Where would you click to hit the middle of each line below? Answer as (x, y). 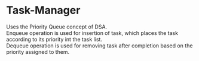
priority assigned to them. (38, 52)
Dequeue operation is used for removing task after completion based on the (99, 46)
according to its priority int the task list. (54, 39)
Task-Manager (43, 10)
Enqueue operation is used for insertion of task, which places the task (92, 33)
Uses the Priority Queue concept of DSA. (57, 27)
